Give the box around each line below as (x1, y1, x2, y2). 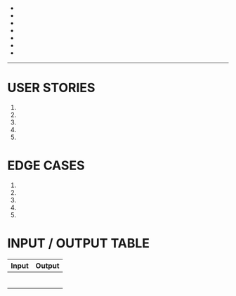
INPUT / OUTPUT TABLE (7, 236, 150, 252)
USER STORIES (7, 80, 96, 96)
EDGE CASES (7, 157, 85, 174)
